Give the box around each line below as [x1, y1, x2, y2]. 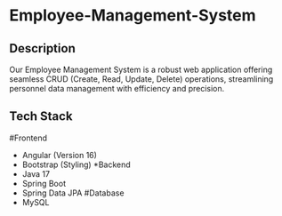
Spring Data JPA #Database [21, 188, 125, 198]
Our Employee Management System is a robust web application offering [9, 64, 273, 75]
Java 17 [21, 168, 51, 179]
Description [9, 41, 76, 56]
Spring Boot [21, 178, 67, 188]
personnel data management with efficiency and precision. [9, 84, 225, 93]
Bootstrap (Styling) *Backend [21, 159, 131, 170]
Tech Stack [9, 108, 73, 124]
